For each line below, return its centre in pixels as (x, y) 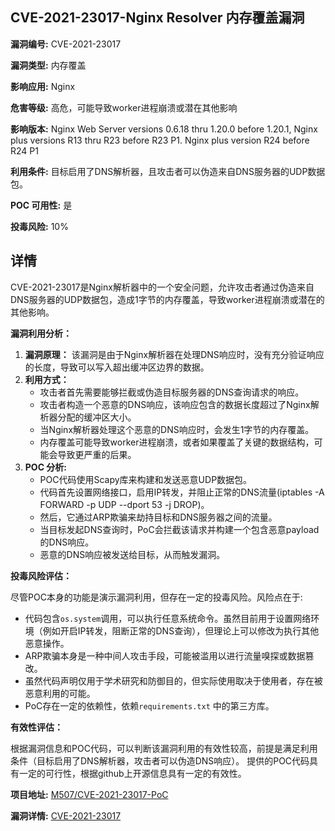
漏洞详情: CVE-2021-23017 (66, 815)
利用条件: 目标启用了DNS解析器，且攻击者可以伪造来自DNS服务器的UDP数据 (168, 171)
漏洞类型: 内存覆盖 (48, 65)
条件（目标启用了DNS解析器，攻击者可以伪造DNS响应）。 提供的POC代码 (160, 760)
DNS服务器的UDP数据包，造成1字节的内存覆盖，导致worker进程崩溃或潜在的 (167, 299)
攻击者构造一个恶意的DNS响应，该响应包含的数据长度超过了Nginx (175, 404)
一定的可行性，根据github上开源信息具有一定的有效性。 (132, 773)
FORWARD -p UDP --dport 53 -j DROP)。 (124, 504)
